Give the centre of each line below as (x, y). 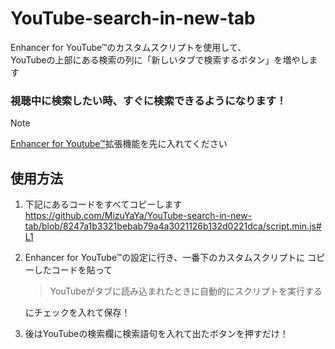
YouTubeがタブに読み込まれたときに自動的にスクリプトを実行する (186, 291)
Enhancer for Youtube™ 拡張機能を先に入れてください (119, 144)
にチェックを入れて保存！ (77, 313)
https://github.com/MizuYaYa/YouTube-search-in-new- (138, 216)
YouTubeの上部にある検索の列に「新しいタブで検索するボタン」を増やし (160, 59)
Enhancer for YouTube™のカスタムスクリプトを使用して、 (128, 47)
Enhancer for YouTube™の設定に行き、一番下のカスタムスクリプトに (165, 258)
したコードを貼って (73, 270)
